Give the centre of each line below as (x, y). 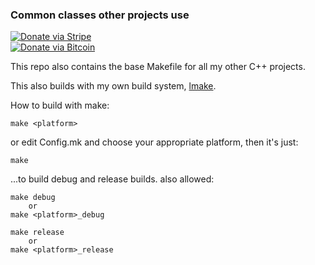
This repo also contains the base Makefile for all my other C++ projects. (158, 67)
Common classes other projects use (100, 15)
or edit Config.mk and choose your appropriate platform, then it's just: (154, 142)
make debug (33, 198)
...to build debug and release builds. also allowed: (112, 179)
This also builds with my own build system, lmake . (113, 86)
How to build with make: (60, 105)
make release (37, 233)
